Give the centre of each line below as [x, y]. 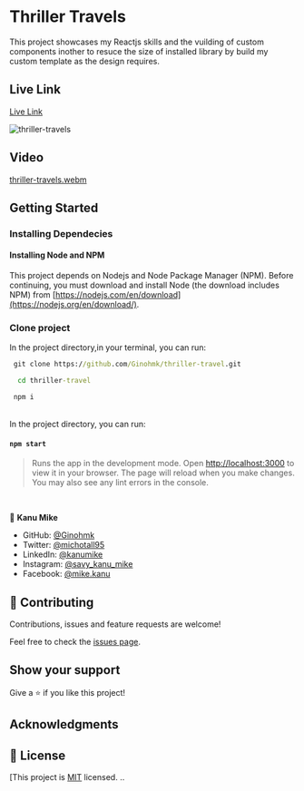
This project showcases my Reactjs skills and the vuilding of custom [137, 42]
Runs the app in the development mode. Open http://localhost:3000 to [163, 464]
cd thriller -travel [54, 381]
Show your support [65, 670]
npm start [28, 444]
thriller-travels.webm [49, 180]
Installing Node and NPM [57, 255]
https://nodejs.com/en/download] [118, 295]
